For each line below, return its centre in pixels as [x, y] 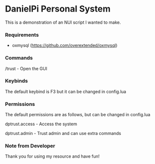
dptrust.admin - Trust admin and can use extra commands [63, 134]
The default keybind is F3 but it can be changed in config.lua [66, 91]
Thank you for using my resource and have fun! [52, 156]
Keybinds [16, 81]
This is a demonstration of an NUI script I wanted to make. [63, 22]
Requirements [22, 35]
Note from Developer [30, 146]
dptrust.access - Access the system [41, 124]
